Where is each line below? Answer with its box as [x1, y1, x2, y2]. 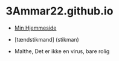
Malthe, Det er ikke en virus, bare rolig [14, 47, 110, 55]
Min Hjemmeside [14, 24, 57, 31]
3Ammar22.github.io [5, 4, 114, 18]
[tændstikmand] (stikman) [14, 36, 79, 43]
